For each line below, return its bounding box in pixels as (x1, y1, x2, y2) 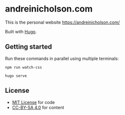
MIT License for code (12, 99, 55, 105)
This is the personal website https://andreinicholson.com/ (5, 19, 120, 25)
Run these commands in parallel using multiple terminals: (5, 56, 119, 61)
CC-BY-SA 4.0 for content (12, 104, 64, 110)
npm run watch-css (5, 65, 42, 70)
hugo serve (5, 73, 27, 78)
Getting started (5, 43, 52, 51)
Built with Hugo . (5, 29, 37, 34)
